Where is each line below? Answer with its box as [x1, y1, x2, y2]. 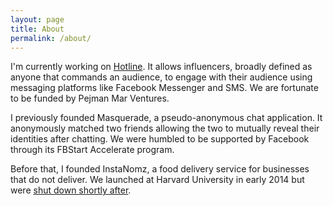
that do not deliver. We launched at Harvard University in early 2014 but [10, 174, 305, 186]
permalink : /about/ [10, 33, 92, 43]
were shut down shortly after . [10, 184, 132, 196]
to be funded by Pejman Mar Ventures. [10, 92, 170, 105]
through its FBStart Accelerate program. [10, 144, 175, 156]
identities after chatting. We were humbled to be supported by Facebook [10, 133, 310, 145]
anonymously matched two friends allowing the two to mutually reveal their [10, 122, 320, 135]
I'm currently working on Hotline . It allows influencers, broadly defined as [10, 61, 313, 73]
